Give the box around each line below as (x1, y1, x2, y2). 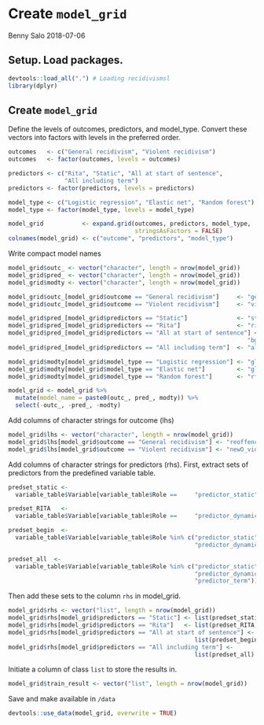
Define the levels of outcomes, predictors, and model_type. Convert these (8, 124, 247, 134)
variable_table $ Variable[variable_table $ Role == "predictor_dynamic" (15, 512, 262, 520)
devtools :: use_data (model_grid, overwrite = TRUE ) (8, 709, 178, 717)
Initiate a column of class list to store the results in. (8, 664, 178, 674)
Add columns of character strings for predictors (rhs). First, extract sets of (8, 460, 249, 469)
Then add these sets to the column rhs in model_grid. (8, 591, 181, 601)
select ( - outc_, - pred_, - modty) (15, 401, 122, 409)
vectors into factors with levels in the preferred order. (8, 133, 181, 142)
